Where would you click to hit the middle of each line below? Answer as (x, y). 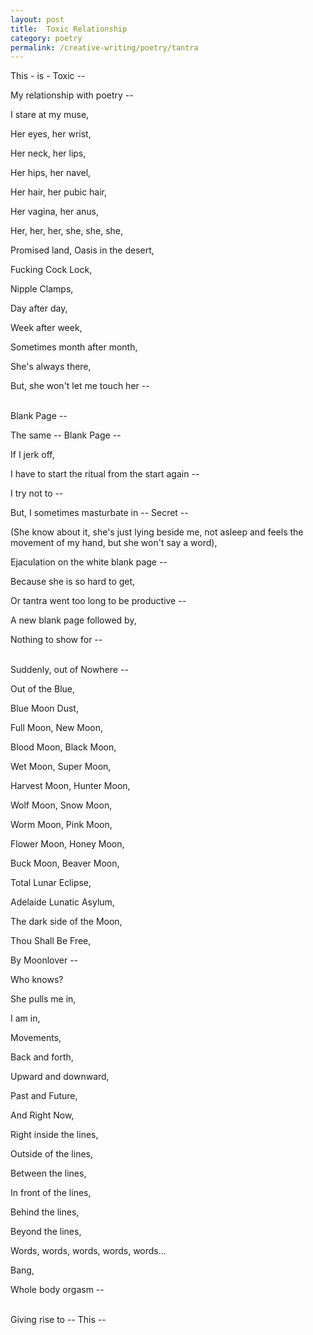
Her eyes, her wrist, (51, 134)
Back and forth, (42, 1057)
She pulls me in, (43, 999)
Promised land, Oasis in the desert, (82, 250)
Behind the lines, (45, 1212)
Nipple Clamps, (42, 289)
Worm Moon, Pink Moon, (61, 825)
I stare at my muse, (50, 115)
